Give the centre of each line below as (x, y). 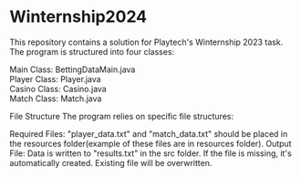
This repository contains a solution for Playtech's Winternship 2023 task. (146, 42)
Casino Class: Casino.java (58, 88)
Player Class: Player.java (56, 78)
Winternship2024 (78, 17)
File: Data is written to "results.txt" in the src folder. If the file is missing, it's (150, 153)
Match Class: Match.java (56, 99)
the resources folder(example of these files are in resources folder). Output (150, 143)
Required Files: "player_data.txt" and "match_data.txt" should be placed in (149, 133)
